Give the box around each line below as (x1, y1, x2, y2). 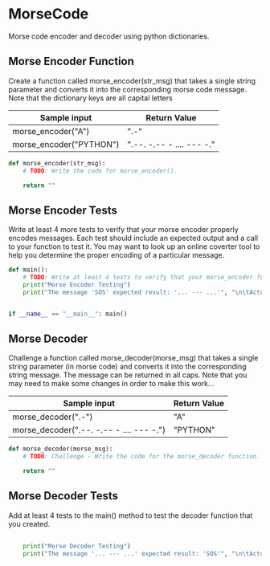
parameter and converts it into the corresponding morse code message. (8, 84, 247, 94)
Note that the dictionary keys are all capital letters (8, 93, 173, 103)
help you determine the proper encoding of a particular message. (8, 250, 225, 260)
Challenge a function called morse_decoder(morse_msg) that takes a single (8, 353, 259, 363)
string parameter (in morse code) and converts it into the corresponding (8, 362, 247, 372)
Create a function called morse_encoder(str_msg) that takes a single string (8, 75, 256, 85)
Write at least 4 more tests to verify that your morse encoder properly (8, 225, 239, 234)
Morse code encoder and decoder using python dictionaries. (8, 31, 210, 41)
